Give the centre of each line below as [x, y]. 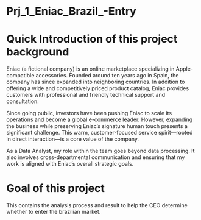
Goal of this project [56, 189]
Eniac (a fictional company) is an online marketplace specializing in [90, 69]
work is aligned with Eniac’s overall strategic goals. [70, 164]
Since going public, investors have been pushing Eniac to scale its [89, 113]
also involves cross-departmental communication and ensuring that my [96, 157]
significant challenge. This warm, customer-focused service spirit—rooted [100, 133]
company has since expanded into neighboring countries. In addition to [96, 82]
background [38, 52]
